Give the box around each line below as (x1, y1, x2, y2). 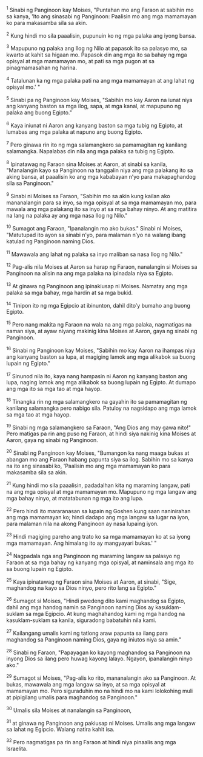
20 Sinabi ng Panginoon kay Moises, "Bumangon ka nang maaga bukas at (6, 448, 190, 457)
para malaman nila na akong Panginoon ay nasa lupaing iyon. (6, 520, 159, 528)
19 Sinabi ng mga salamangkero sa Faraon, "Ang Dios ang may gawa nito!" (6, 423, 191, 431)
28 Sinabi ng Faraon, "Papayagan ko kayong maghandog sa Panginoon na (6, 648, 191, 656)
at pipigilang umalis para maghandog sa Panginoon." (6, 694, 138, 701)
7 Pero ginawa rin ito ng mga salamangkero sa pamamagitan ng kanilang (6, 140, 187, 148)
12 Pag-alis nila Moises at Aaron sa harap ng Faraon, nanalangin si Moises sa (6, 262, 198, 270)
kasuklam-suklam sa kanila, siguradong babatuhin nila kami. (6, 617, 156, 624)
